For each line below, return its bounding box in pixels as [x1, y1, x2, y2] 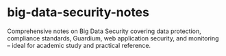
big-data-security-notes [7, 5, 149, 20]
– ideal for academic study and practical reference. [7, 41, 151, 49]
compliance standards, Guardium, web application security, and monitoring [7, 34, 219, 42]
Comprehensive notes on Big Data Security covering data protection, [7, 27, 202, 35]
